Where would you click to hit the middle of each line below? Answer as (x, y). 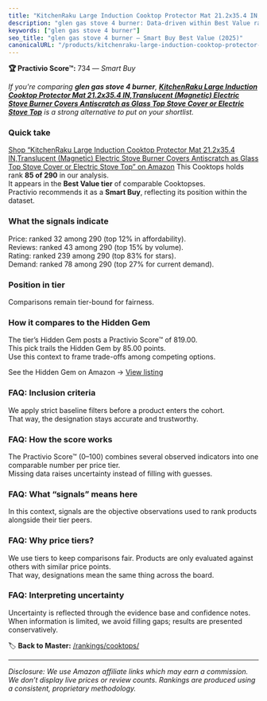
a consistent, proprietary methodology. (72, 688)
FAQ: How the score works (60, 439)
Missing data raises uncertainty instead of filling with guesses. (110, 473)
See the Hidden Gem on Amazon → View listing (86, 372)
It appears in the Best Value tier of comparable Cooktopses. (107, 184)
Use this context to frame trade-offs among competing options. (112, 357)
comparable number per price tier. (64, 465)
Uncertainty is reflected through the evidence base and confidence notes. (130, 613)
